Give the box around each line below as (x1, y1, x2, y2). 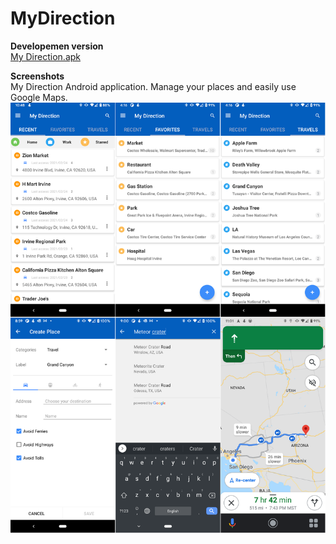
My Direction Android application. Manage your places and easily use (10, 80, 297, 92)
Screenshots (10, 70, 65, 82)
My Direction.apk (10, 50, 81, 62)
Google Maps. (10, 91, 68, 103)
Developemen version (10, 40, 104, 52)
